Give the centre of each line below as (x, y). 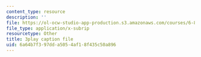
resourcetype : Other (32, 34)
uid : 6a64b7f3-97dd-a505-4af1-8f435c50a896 (61, 45)
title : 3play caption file (40, 39)
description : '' (26, 17)
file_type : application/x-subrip (48, 28)
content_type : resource (36, 12)
